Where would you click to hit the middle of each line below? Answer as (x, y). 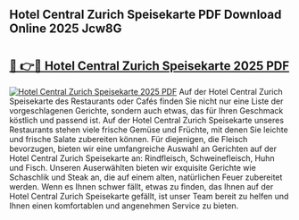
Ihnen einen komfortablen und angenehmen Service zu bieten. (124, 206)
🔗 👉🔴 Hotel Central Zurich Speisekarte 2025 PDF (149, 66)
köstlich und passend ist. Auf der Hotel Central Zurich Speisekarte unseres (146, 120)
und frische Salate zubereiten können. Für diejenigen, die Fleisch (129, 139)
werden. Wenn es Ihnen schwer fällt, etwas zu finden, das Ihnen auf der (141, 186)
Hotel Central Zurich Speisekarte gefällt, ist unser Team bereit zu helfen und (149, 196)
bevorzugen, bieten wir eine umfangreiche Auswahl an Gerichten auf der (143, 148)
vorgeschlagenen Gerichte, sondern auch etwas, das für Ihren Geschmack (146, 110)
